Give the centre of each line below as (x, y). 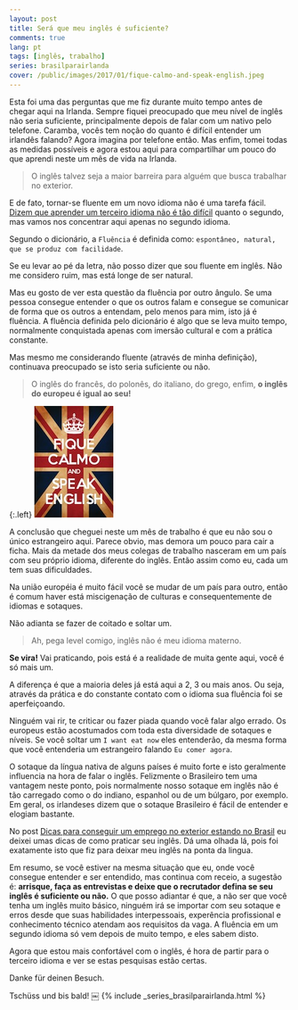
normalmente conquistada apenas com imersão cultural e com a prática (141, 330)
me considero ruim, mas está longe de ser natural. (101, 275)
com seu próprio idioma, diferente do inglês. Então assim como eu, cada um (149, 560)
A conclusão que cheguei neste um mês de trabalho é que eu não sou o (141, 532)
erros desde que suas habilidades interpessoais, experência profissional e (145, 915)
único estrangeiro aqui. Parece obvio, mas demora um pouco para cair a (141, 541)
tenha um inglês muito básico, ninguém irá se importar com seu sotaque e (145, 905)
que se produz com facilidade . (66, 248)
